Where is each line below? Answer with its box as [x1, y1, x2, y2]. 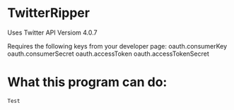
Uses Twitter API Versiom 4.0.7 [7, 28, 98, 37]
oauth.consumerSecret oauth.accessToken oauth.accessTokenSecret [7, 49, 210, 58]
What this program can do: [7, 74, 168, 90]
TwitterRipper [7, 5, 90, 21]
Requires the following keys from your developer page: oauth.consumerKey [7, 42, 228, 50]
